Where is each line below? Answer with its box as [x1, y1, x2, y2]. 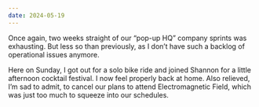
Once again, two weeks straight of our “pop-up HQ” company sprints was [8, 33, 247, 42]
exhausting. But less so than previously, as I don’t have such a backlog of [8, 41, 246, 51]
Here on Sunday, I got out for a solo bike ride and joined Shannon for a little [8, 65, 251, 75]
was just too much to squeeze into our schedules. [8, 90, 169, 99]
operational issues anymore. [8, 50, 100, 59]
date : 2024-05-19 [8, 11, 65, 20]
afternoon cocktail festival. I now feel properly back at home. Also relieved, [8, 73, 250, 83]
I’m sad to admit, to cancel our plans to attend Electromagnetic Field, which [8, 82, 252, 91]
